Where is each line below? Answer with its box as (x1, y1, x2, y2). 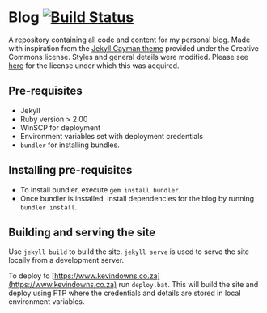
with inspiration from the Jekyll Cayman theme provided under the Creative (8, 43, 259, 53)
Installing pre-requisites (8, 163, 133, 177)
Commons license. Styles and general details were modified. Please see (8, 52, 249, 61)
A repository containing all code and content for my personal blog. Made (8, 35, 251, 44)
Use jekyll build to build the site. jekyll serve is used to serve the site (8, 247, 249, 256)
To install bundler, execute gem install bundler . (19, 184, 181, 194)
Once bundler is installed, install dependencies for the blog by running (19, 193, 255, 203)
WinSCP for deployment (19, 122, 101, 133)
